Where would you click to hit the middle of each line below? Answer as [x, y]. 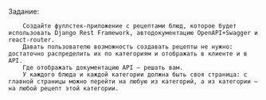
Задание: [24, 12]
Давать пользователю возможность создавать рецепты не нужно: [128, 47]
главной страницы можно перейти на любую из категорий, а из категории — [133, 82]
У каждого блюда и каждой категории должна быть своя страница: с [135, 75]
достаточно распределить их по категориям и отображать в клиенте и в [128, 54]
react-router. [32, 40]
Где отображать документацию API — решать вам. [103, 67]
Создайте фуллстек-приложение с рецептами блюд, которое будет [130, 26]
